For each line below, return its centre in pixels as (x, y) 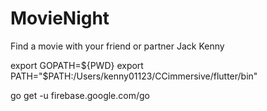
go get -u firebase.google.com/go (80, 95)
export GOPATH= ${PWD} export (77, 65)
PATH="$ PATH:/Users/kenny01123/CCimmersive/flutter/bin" (134, 76)
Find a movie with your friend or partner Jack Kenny (117, 46)
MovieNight (60, 18)
